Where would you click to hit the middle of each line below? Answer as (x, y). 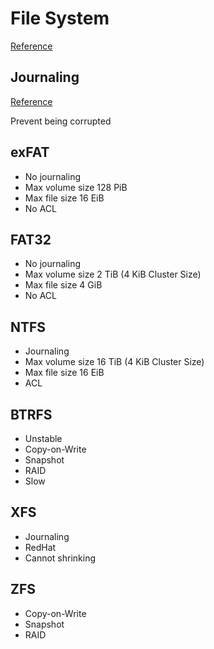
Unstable (43, 438)
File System (60, 18)
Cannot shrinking (60, 558)
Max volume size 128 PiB (76, 187)
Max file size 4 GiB (63, 285)
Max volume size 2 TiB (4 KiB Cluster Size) (113, 274)
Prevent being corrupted (61, 121)
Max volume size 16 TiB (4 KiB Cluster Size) (114, 362)
